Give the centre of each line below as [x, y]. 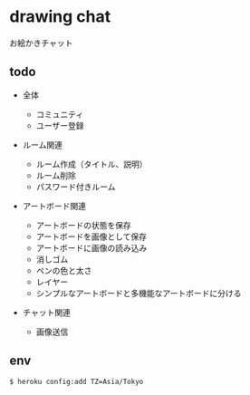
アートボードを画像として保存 [91, 236]
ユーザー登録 [60, 125]
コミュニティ [60, 114]
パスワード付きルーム [76, 187]
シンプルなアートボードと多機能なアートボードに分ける [139, 293]
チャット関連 [46, 312]
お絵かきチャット [41, 43]
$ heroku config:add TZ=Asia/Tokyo [77, 381]
